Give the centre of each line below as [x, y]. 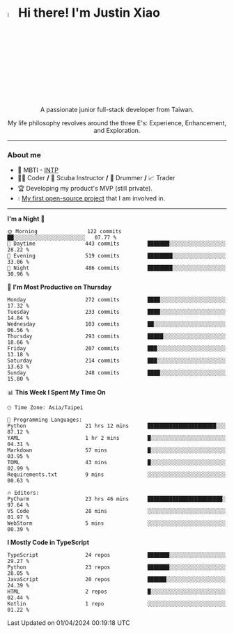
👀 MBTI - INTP [38, 170]
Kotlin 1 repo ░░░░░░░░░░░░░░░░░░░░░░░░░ [117, 604]
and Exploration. [117, 131]
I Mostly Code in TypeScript [48, 542]
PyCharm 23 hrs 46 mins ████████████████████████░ [117, 499]
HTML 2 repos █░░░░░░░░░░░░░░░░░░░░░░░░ [117, 592]
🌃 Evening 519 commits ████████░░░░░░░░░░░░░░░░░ [117, 256]
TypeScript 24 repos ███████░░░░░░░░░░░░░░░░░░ [117, 555]
